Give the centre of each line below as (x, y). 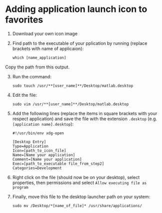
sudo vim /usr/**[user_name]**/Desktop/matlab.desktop (71, 104)
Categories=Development (37, 168)
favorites (24, 20)
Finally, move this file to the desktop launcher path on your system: (81, 197)
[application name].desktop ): (43, 124)
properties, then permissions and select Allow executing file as (80, 183)
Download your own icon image (45, 33)
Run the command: (32, 76)
